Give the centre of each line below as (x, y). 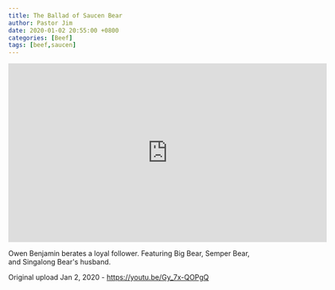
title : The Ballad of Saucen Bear (66, 15)
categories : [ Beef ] (41, 38)
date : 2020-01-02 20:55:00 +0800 (64, 30)
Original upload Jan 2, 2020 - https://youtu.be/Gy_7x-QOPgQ (109, 277)
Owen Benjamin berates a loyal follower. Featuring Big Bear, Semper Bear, (129, 253)
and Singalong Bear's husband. (60, 262)
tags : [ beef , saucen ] (43, 45)
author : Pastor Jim (41, 23)
